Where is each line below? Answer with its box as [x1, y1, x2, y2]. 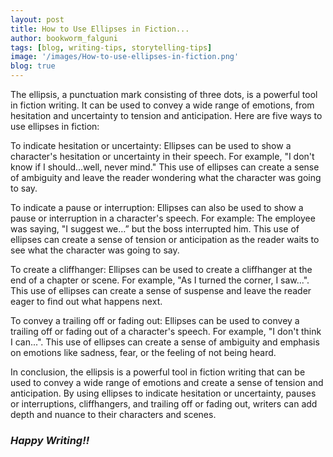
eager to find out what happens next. [10, 296, 163, 307]
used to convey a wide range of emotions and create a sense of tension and [10, 377, 324, 388]
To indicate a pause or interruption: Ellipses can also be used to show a [10, 202, 304, 213]
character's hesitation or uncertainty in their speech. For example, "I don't [10, 151, 315, 162]
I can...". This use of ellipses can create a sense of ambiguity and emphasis [10, 336, 320, 348]
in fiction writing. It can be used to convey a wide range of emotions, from [10, 99, 315, 111]
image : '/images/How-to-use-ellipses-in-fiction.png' [10, 52, 240, 62]
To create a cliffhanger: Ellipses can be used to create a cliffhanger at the [10, 264, 313, 275]
